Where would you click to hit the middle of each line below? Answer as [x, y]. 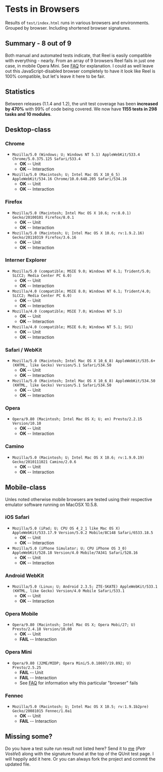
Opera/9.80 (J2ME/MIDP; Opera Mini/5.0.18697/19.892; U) [72, 663]
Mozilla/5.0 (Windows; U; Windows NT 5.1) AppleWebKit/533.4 [76, 155]
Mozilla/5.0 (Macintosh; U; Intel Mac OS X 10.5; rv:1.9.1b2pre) [80, 707]
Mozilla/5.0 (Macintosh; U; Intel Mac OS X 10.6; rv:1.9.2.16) [78, 233]
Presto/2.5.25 [27, 668]
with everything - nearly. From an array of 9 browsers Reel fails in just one [80, 61]
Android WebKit [25, 575]
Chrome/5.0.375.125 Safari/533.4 [46, 159]
